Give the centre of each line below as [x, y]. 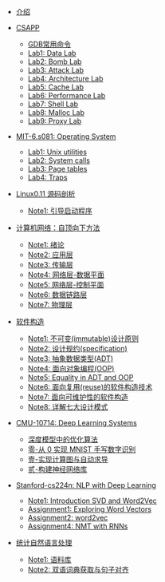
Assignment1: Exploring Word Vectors [89, 509]
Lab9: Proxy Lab [55, 121]
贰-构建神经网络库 [57, 469]
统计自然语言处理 [44, 542]
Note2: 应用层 [50, 255]
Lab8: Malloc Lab [56, 113]
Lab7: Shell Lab [53, 104]
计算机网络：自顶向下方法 [58, 228]
